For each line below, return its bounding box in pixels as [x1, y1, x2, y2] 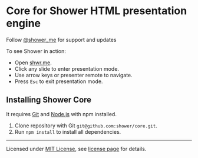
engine [6, 17, 41, 30]
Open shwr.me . [14, 59, 52, 66]
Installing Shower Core [6, 95, 92, 105]
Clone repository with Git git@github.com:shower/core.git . [14, 122, 158, 129]
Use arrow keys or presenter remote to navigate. [14, 71, 133, 78]
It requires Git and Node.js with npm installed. [6, 110, 117, 117]
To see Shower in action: [6, 47, 67, 54]
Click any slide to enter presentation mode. [14, 65, 120, 72]
